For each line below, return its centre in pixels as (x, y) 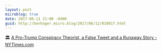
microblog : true (22, 14)
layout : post (18, 10)
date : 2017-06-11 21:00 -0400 (36, 19)
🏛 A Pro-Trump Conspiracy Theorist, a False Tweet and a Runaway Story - (81, 38)
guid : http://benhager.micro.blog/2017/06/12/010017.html (66, 23)
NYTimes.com (20, 45)
